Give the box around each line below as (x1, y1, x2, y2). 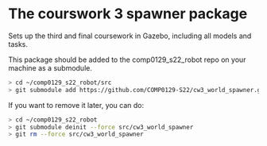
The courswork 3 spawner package (8, 5, 248, 23)
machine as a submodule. (8, 63, 93, 72)
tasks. (8, 39, 29, 48)
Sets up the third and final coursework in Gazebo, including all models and (8, 31, 252, 40)
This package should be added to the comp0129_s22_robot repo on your (8, 55, 246, 64)
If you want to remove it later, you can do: (8, 100, 145, 109)
